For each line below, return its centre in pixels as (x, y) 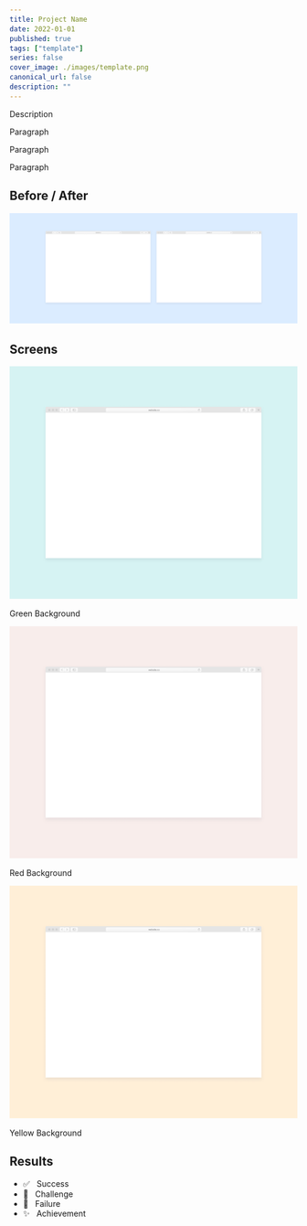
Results (32, 1162)
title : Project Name (49, 19)
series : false (37, 58)
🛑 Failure (42, 1203)
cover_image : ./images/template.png (79, 68)
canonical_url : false (51, 78)
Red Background (41, 873)
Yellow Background (46, 1133)
